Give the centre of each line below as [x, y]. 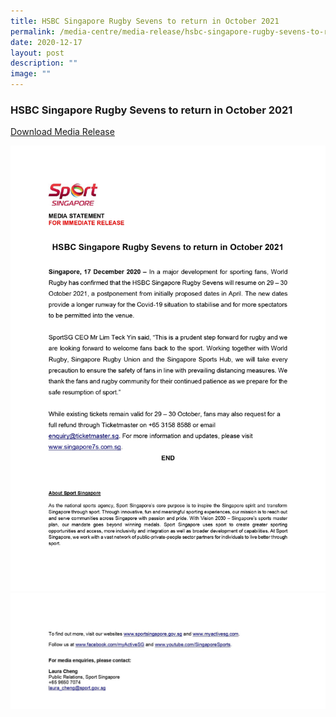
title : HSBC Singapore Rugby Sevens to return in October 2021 [145, 21]
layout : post [37, 53]
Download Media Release [62, 132]
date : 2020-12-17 [46, 42]
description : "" [44, 63]
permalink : [33, 31]
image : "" [31, 74]
